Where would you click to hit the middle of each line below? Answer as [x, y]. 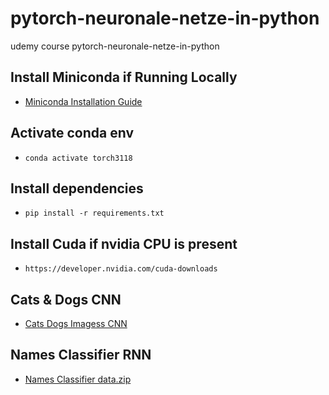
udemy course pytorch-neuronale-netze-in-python [115, 46]
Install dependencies [77, 188]
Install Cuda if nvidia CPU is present [124, 243]
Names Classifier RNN [81, 355]
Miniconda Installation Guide [83, 101]
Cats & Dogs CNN [66, 299]
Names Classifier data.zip [78, 379]
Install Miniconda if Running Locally [124, 77]
